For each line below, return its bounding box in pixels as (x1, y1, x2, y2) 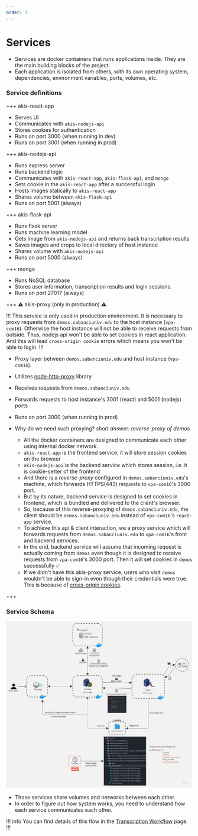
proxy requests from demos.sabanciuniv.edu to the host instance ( (6, 318, 165, 325)
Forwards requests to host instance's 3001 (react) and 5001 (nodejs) (14, 396, 182, 403)
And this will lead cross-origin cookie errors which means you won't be (6, 337, 183, 344)
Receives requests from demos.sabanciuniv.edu (14, 384, 130, 391)
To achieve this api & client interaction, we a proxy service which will (23, 524, 191, 532)
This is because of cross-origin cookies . (23, 581, 122, 588)
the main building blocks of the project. (14, 61, 111, 69)
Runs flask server (14, 222, 58, 229)
